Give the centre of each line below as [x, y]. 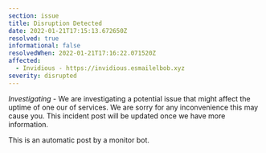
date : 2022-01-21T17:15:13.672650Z [68, 31]
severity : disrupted [43, 76]
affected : [25, 61]
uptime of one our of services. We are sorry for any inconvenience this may [133, 107]
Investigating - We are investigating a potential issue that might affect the [129, 98]
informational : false [45, 46]
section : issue [34, 16]
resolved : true [34, 38]
